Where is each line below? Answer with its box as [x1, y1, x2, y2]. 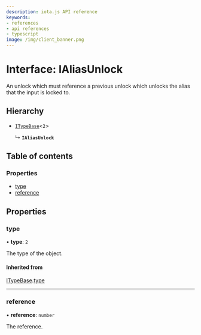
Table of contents [6, 151, 73, 161]
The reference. [6, 322, 43, 330]
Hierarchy [6, 106, 44, 116]
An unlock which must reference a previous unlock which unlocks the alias [6, 82, 190, 89]
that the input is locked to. [6, 88, 71, 96]
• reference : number [6, 311, 55, 318]
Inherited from [6, 264, 43, 271]
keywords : [6, 14, 31, 20]
